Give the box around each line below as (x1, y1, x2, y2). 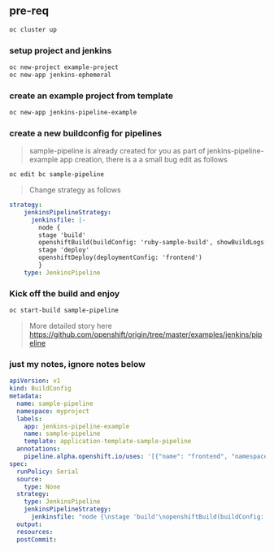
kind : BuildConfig (9, 385, 72, 393)
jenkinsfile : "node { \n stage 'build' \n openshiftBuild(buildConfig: (30, 513, 265, 521)
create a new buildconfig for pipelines (9, 127, 162, 139)
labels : (16, 415, 43, 423)
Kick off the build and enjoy (9, 287, 120, 299)
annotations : (16, 445, 61, 453)
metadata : (9, 392, 43, 400)
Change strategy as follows (28, 185, 121, 195)
